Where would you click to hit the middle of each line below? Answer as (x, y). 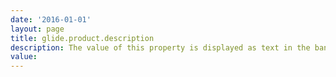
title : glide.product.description (82, 38)
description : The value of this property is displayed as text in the (160, 47)
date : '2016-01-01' (51, 19)
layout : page (37, 29)
